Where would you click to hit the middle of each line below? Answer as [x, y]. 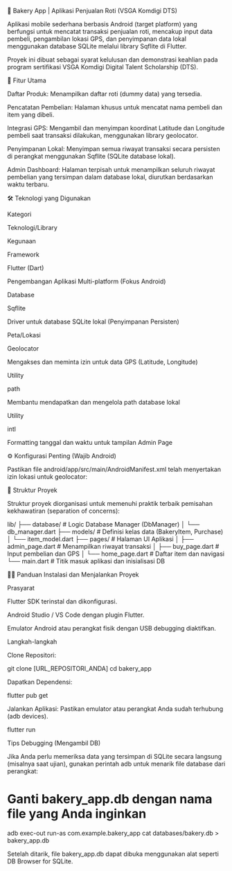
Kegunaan [22, 241]
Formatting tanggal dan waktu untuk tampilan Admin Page [90, 442]
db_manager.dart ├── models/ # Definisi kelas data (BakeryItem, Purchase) [115, 531]
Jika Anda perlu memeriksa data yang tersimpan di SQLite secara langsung [115, 756]
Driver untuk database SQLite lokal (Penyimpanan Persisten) [93, 322]
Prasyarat [21, 588]
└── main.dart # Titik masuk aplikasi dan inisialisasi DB [86, 561]
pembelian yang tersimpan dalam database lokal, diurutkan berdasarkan [110, 177]
